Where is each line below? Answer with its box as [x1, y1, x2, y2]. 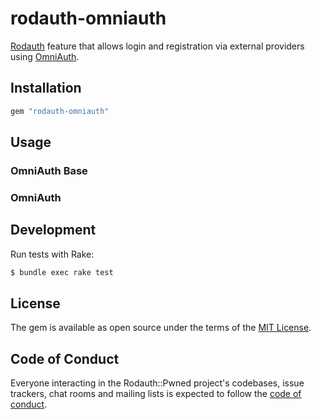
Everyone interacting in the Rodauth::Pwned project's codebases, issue [10, 377, 305, 389]
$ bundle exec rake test [10, 267, 114, 277]
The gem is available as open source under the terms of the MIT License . [10, 322, 312, 334]
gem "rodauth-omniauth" [10, 106, 110, 116]
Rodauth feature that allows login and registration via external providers [10, 40, 305, 52]
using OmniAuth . [10, 50, 80, 62]
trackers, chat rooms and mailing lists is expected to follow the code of [10, 388, 302, 400]
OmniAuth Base [10, 163, 88, 177]
